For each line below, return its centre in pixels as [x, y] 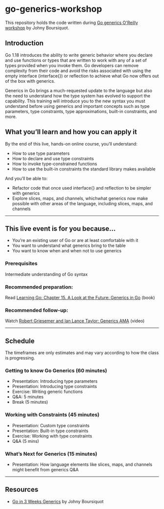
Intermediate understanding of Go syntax [46, 274]
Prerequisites [21, 264]
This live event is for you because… [60, 229]
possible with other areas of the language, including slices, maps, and [82, 203]
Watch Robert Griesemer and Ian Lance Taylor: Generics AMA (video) [75, 321]
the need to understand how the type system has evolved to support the [78, 96]
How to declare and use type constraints [53, 158]
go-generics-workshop [54, 9]
